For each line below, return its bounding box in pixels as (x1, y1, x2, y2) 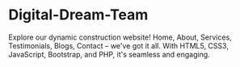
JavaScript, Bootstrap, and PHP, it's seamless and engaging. (8, 49, 210, 59)
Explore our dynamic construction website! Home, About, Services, (8, 32, 232, 42)
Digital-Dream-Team (8, 6, 149, 24)
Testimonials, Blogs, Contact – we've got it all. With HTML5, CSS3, (8, 40, 229, 50)
